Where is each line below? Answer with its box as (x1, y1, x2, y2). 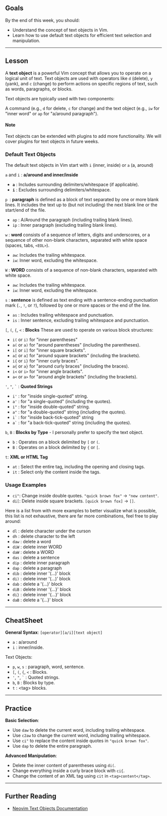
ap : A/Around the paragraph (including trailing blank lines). (12, 217, 133, 223)
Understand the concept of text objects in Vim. (12, 27, 108, 33)
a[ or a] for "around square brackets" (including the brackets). (12, 353, 141, 359)
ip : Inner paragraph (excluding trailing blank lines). (12, 222, 118, 228)
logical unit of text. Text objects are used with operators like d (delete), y (5, 75, 153, 81)
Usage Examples (5, 481, 47, 488)
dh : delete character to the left (12, 533, 76, 539)
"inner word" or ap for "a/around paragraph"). (5, 110, 98, 116)
